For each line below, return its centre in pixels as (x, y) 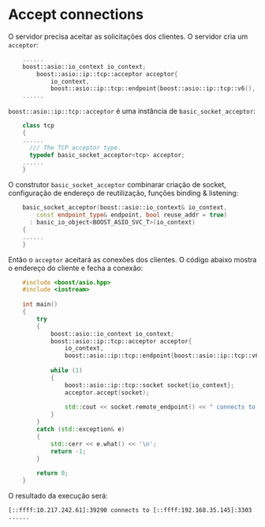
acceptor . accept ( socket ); (107, 393)
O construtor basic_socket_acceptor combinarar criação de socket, (117, 185)
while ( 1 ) (66, 371)
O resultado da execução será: (58, 496)
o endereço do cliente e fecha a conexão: (76, 268)
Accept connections (76, 15)
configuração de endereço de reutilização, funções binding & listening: (123, 193)
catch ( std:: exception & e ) (81, 429)
